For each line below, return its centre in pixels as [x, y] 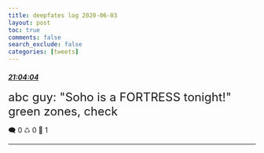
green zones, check [63, 111]
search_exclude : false [45, 45]
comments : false [35, 37]
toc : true [24, 30]
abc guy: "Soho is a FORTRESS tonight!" [120, 97]
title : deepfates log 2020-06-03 [63, 15]
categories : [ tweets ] [44, 52]
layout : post [29, 23]
